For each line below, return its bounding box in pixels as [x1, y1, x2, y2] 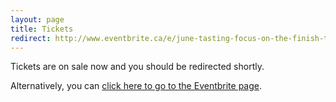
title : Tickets [10, 24, 74, 34]
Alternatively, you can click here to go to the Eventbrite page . [10, 80, 263, 92]
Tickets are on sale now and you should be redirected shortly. [10, 61, 265, 73]
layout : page [10, 14, 65, 25]
